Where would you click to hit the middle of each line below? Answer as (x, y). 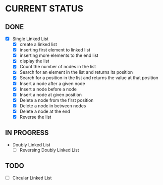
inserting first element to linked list (55, 50)
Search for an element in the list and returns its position (76, 72)
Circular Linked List (32, 178)
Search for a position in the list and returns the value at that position (89, 78)
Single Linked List (30, 39)
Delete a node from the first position (56, 100)
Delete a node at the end (45, 111)
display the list (34, 61)
